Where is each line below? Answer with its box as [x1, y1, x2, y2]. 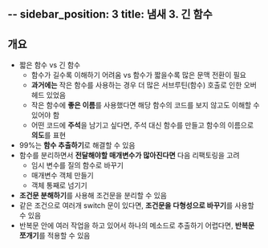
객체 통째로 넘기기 [30, 181, 87, 190]
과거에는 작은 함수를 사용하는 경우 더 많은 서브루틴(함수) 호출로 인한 [30, 80, 242, 90]
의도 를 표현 [30, 131, 66, 140]
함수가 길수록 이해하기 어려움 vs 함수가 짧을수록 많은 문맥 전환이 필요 [30, 71, 246, 80]
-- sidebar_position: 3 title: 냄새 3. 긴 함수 [7, 7, 213, 22]
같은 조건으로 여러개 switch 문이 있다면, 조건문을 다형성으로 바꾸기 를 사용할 [18, 201, 254, 210]
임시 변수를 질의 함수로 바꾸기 [30, 161, 124, 170]
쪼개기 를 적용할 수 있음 [18, 231, 91, 241]
